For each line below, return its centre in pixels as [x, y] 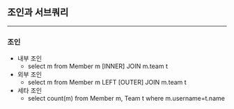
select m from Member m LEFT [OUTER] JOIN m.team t [107, 83]
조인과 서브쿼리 [38, 12]
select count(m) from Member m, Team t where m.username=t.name [126, 99]
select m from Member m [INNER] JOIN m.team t [98, 66]
